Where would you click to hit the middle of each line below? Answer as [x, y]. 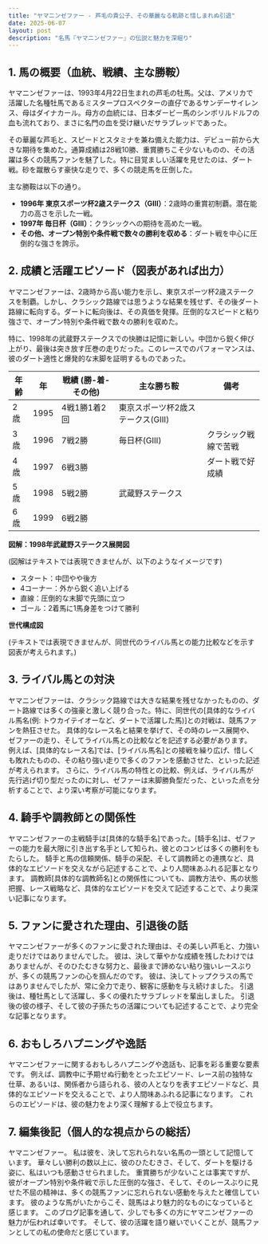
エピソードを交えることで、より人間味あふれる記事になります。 [133, 1094]
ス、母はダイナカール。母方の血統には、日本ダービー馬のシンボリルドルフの [134, 113]
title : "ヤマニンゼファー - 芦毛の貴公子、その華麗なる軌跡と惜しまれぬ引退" [122, 16]
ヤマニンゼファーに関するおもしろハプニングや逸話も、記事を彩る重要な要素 [134, 1065]
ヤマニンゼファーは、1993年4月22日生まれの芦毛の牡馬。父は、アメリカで [131, 93]
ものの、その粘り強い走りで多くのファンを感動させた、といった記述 [148, 760]
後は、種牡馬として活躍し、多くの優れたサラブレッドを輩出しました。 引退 [132, 996]
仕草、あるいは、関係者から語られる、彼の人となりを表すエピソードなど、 [130, 1085]
